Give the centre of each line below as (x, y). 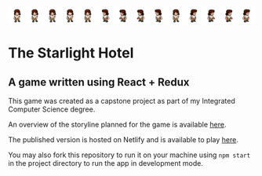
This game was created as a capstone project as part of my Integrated (122, 101)
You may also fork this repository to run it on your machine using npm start (129, 155)
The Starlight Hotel (71, 53)
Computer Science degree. (52, 109)
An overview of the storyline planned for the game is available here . (117, 124)
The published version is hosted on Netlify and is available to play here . (124, 139)
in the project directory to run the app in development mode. (106, 163)
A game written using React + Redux (99, 82)
